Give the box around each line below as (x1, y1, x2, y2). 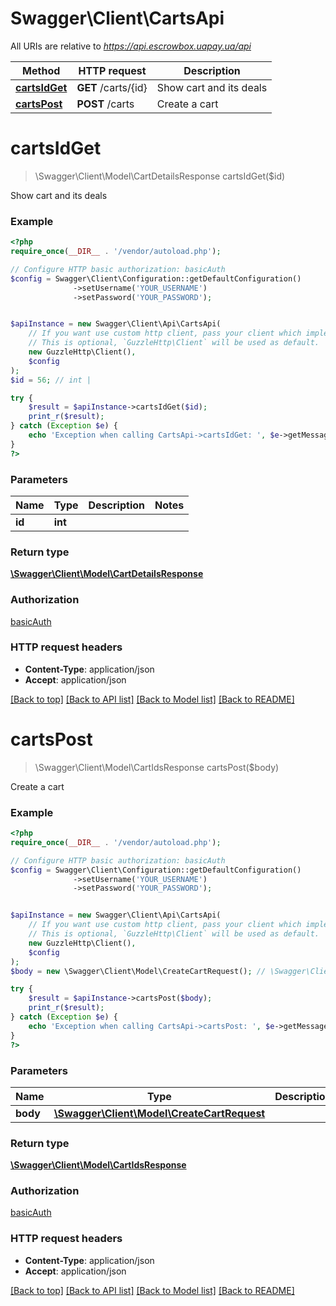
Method (22, 63, 61, 77)
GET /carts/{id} (76, 80, 148, 94)
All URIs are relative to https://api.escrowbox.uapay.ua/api (10, 40, 252, 52)
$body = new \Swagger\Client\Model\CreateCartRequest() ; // (10, 966, 267, 976)
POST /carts (76, 97, 135, 111)
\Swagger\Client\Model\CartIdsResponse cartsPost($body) (34, 761, 280, 773)
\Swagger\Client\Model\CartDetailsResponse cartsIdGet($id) (34, 170, 286, 182)
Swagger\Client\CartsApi (10, 7, 225, 30)
